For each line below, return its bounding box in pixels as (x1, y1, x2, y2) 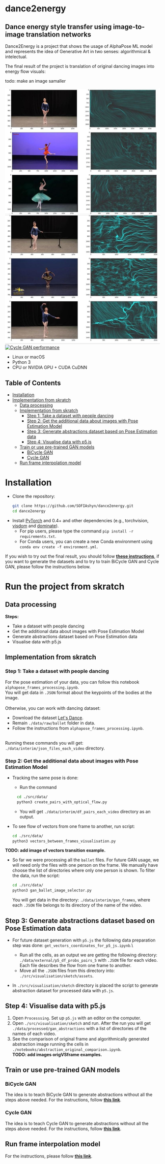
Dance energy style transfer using (5, 23, 112, 31)
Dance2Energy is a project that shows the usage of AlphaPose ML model (5, 43, 153, 49)
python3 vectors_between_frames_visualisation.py (12, 839, 116, 844)
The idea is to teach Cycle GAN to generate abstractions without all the (5, 1120, 149, 1126)
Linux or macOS (12, 354, 45, 360)
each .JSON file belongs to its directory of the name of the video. (12, 902, 142, 908)
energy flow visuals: (5, 68, 46, 74)
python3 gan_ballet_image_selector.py (12, 888, 92, 893)
